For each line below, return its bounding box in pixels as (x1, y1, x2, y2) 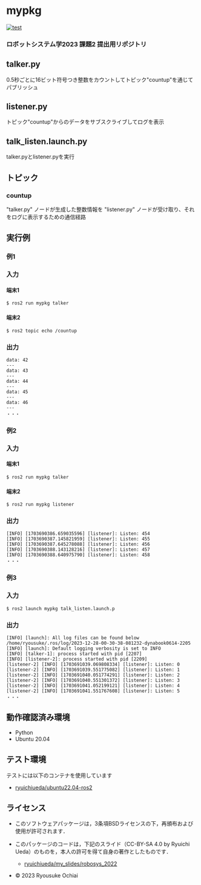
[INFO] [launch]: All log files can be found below (6, 634, 139, 641)
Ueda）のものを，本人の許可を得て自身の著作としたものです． (15, 848, 172, 855)
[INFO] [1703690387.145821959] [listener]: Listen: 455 (6, 536, 150, 542)
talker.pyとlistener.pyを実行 (6, 153, 74, 161)
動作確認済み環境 (6, 712, 70, 722)
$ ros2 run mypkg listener (6, 502, 74, 508)
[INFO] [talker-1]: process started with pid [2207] (6, 650, 142, 657)
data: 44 (6, 378, 28, 384)
